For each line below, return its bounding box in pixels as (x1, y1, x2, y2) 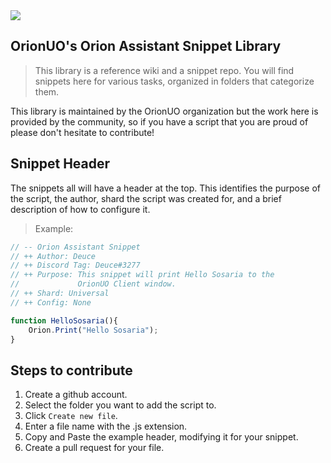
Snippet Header (10, 155, 111, 173)
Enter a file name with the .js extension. (24, 420, 188, 433)
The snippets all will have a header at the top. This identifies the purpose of (10, 182, 322, 194)
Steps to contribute (10, 362, 133, 379)
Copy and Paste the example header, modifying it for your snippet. (24, 431, 299, 443)
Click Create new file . (24, 410, 118, 422)
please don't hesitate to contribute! (10, 126, 155, 138)
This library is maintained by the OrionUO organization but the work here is (10, 105, 319, 117)
